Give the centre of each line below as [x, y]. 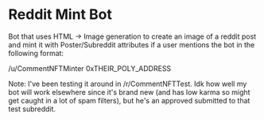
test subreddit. [32, 109]
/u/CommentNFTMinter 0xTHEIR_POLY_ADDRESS [90, 68]
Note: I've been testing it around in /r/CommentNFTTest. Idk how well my [128, 84]
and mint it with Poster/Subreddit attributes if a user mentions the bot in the [132, 44]
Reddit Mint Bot [60, 15]
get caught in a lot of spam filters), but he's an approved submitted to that [129, 100]
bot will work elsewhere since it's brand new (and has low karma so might [129, 92]
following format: [36, 53]
